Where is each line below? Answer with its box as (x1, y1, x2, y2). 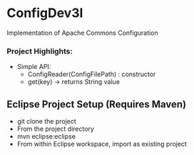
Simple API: (16, 63, 51, 71)
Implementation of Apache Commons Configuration (6, 28, 158, 37)
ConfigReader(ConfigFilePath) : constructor (27, 70, 156, 79)
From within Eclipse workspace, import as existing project (16, 140, 187, 149)
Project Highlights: (6, 46, 73, 56)
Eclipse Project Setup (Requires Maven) (6, 98, 187, 110)
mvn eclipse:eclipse (16, 132, 76, 141)
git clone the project (16, 117, 76, 126)
